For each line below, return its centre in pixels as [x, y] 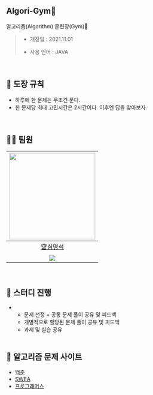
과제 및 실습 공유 [43, 330]
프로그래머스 [30, 386]
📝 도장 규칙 [25, 84]
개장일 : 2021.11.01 [51, 39]
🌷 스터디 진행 [29, 293]
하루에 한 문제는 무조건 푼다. [48, 100]
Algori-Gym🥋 [31, 11]
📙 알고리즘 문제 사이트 [44, 357]
